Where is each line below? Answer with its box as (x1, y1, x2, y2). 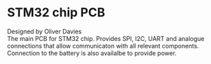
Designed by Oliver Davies (7, 27, 82, 35)
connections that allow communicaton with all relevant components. (7, 42, 199, 50)
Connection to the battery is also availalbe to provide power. (7, 49, 177, 57)
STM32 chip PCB (7, 5, 105, 20)
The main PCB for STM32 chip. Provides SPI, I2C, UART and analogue (7, 34, 205, 42)
